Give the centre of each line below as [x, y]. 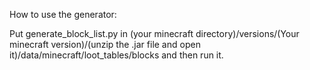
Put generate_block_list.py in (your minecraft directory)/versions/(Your [154, 33]
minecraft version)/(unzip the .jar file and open [105, 44]
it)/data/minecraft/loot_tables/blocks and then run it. [116, 55]
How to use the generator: [63, 14]
